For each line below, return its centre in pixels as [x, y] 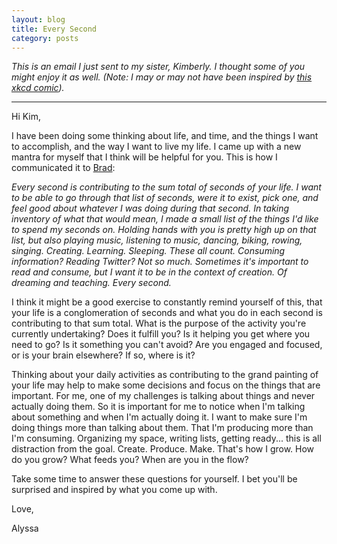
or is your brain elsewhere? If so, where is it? [103, 355]
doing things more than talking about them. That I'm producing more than [162, 428]
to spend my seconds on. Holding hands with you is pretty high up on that [164, 230]
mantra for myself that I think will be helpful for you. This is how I [144, 157]
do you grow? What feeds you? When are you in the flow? [130, 460]
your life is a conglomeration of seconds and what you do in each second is [167, 313]
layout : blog [38, 19]
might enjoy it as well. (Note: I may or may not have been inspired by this [162, 77]
